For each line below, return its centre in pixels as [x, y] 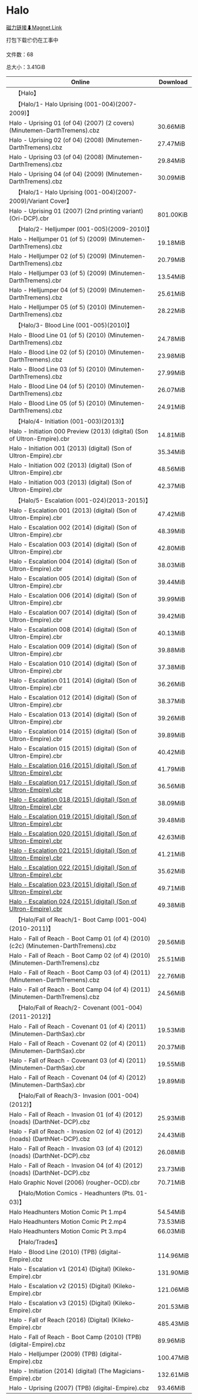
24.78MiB [171, 339]
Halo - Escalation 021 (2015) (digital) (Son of [73, 851]
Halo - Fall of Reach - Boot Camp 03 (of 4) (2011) [80, 972]
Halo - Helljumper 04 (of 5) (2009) [58, 290]
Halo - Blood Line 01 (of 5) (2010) [57, 335]
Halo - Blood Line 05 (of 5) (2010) [57, 403]
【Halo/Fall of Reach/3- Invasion [60, 1095]
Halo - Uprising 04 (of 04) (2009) [57, 174]
